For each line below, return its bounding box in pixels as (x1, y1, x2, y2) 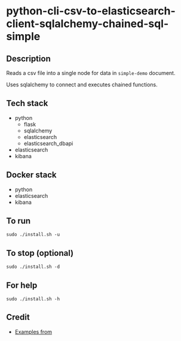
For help (6, 280, 38, 290)
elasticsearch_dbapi (23, 140, 73, 147)
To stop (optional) (6, 248, 73, 258)
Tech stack (6, 98, 48, 108)
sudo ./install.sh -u (6, 232, 60, 238)
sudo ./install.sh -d (6, 264, 60, 270)
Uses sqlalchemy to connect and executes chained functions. (6, 81, 158, 88)
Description (6, 53, 51, 64)
